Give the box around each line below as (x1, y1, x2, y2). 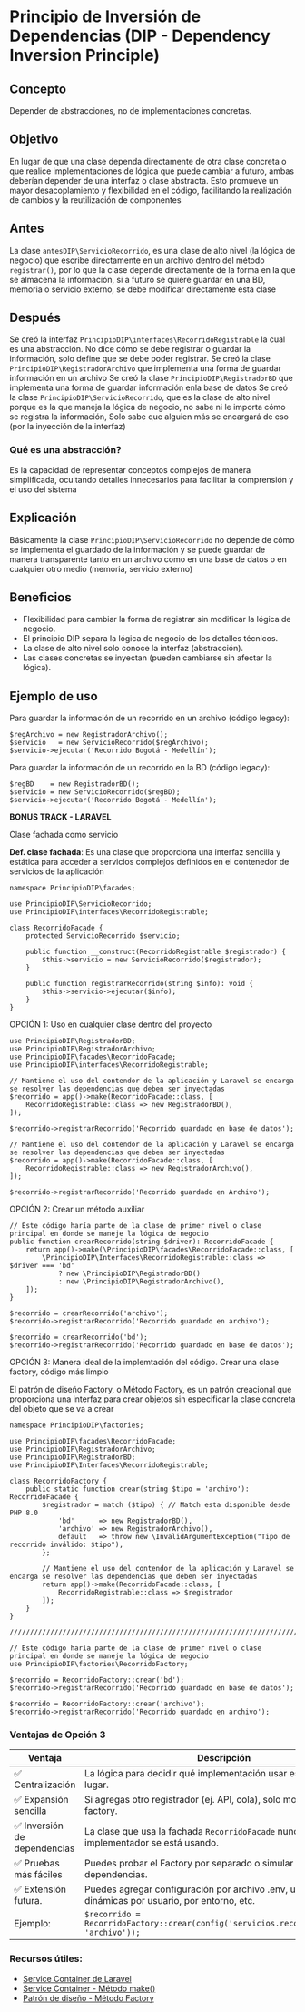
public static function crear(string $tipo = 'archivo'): (25, 1484, 250, 1494)
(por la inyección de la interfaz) (9, 421, 126, 432)
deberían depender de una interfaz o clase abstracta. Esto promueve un (9, 175, 279, 186)
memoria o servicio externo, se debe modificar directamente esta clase (9, 284, 277, 295)
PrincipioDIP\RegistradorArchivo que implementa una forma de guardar (9, 363, 281, 374)
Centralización (14, 1778, 76, 1791)
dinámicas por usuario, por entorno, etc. (84, 1895, 256, 1907)
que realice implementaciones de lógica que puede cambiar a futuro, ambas (9, 166, 295, 176)
